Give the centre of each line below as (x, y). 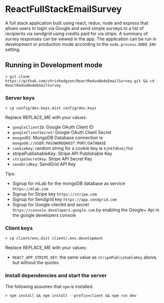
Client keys (19, 228)
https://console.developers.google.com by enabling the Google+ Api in (86, 210)
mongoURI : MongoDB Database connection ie (58, 138)
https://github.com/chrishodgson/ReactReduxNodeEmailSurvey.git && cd (80, 81)
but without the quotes (36, 263)
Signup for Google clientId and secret (51, 205)
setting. (13, 49)
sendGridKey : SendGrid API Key (44, 164)
